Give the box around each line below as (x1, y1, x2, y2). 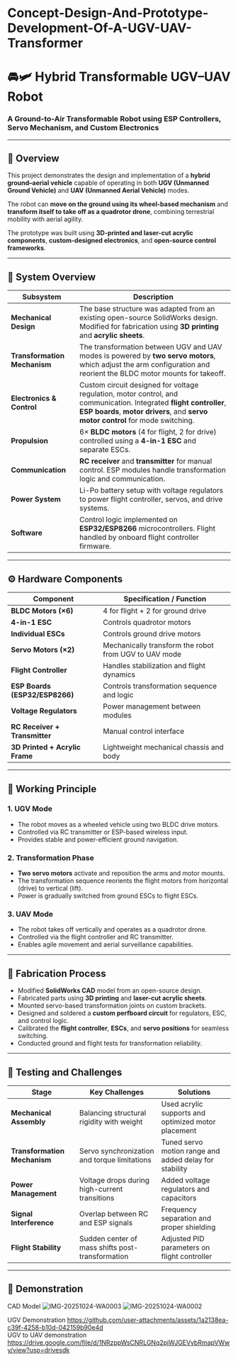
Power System (11, 495, 62, 504)
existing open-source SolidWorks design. (79, 313, 218, 323)
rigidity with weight (79, 1117, 143, 1127)
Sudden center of (79, 1234, 138, 1244)
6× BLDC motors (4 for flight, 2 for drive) (79, 427, 217, 437)
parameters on (161, 1243, 210, 1253)
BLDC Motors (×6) (11, 606, 74, 616)
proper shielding (161, 1222, 216, 1232)
